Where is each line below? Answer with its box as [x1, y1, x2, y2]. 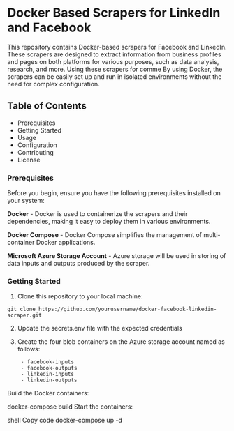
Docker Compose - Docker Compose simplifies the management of [7, 231, 203, 239]
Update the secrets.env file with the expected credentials [17, 324, 183, 333]
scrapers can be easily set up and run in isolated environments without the [7, 72, 222, 81]
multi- [203, 231, 221, 239]
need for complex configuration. [7, 80, 100, 88]
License [17, 156, 41, 164]
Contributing [17, 148, 54, 156]
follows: [17, 345, 41, 354]
